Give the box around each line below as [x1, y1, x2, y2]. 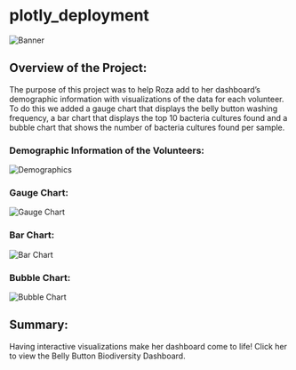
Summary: [9, 318, 68, 333]
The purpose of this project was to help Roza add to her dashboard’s [9, 84, 260, 94]
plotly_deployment [9, 5, 149, 26]
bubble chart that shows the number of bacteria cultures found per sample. [9, 122, 285, 133]
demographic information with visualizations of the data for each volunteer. [9, 93, 284, 104]
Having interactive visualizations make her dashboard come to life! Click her [9, 341, 287, 351]
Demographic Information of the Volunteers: [9, 144, 204, 157]
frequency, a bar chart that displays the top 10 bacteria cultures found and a [9, 112, 288, 123]
